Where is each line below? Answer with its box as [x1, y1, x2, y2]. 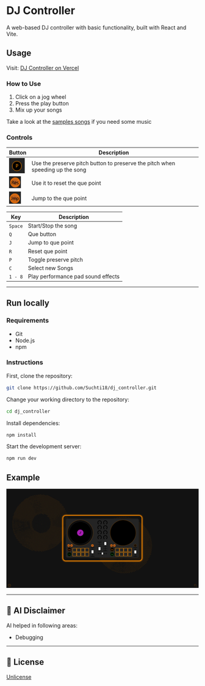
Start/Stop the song [27, 222, 77, 229]
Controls [6, 133, 33, 141]
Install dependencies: [6, 419, 60, 427]
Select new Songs [27, 265, 73, 272]
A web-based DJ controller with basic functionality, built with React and [6, 24, 187, 31]
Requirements [6, 316, 49, 325]
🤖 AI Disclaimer [6, 606, 66, 616]
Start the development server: [6, 443, 82, 450]
